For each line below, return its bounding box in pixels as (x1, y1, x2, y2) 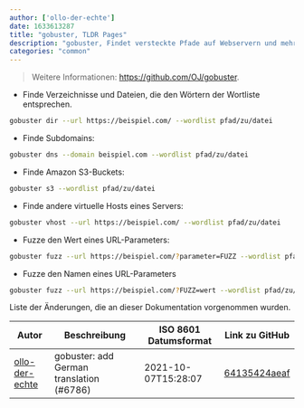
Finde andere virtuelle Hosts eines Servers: (22, 200, 184, 211)
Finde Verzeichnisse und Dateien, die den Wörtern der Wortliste (22, 90, 261, 100)
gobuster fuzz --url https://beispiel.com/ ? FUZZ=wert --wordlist (9, 286, 261, 295)
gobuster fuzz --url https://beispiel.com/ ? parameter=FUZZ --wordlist (9, 251, 281, 261)
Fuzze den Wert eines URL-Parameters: (22, 234, 170, 245)
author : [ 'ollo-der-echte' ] (9, 13, 116, 23)
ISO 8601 (158, 323, 201, 336)
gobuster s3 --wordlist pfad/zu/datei (9, 184, 156, 193)
